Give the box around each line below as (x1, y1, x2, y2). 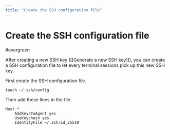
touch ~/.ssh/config (5, 87, 50, 92)
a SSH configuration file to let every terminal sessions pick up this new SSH (5, 62, 165, 68)
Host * (5, 106, 20, 112)
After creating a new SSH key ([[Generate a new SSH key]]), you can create (5, 57, 165, 63)
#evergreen (5, 47, 30, 53)
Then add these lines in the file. (5, 96, 72, 103)
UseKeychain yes (14, 115, 50, 121)
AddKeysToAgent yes (14, 111, 56, 116)
